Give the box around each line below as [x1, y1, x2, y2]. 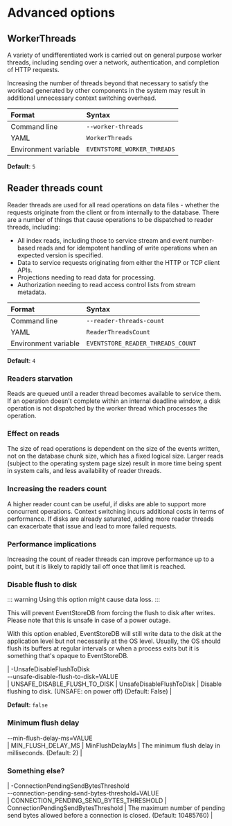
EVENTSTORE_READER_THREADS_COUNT [86, 339, 197, 347]
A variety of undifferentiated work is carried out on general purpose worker [7, 51, 222, 59]
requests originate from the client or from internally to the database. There [7, 208, 220, 216]
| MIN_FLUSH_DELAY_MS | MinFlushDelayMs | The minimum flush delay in [7, 741, 220, 750]
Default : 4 [7, 356, 36, 365]
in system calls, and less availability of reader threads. [7, 467, 162, 475]
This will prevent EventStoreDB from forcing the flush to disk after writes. [7, 609, 215, 617]
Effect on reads [7, 429, 60, 438]
